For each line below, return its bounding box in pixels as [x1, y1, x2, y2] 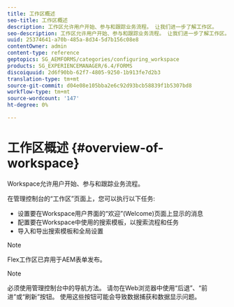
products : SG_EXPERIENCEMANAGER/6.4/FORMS [7, 62, 133, 69]
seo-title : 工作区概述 [7, 17, 68, 24]
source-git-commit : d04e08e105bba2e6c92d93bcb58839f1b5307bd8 [7, 82, 192, 89]
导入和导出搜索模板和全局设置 [17, 226, 103, 235]
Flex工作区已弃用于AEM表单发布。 [7, 255, 106, 264]
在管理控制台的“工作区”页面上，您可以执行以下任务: [7, 194, 156, 203]
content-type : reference [7, 50, 80, 57]
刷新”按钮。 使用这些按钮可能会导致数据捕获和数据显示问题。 [24, 292, 201, 301]
